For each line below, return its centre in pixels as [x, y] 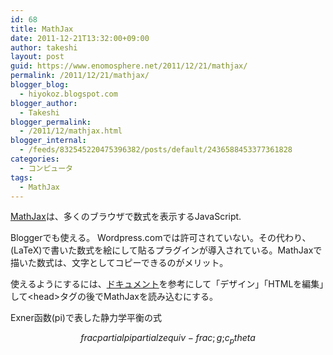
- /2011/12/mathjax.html [71, 131]
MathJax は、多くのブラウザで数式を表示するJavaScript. [126, 217]
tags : [21, 177]
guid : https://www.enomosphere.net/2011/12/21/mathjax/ [129, 66]
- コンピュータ [46, 168]
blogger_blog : [40, 85]
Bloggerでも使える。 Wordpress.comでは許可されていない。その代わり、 [161, 238]
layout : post [37, 57]
